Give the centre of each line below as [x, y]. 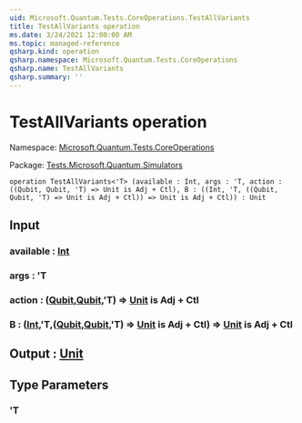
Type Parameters [59, 384]
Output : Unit [46, 354]
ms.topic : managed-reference [65, 43]
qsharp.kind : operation [55, 52]
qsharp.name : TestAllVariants [67, 69]
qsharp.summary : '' [46, 77]
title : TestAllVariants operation [75, 26]
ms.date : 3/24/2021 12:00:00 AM [70, 35]
